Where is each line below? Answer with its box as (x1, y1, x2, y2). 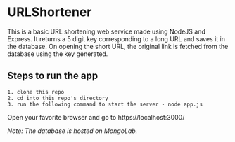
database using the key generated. (7, 50, 108, 58)
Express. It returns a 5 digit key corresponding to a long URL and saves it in (7, 34, 226, 43)
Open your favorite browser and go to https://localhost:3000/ (7, 113, 185, 121)
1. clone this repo (7, 88, 65, 95)
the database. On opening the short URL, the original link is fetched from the (7, 42, 229, 50)
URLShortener (7, 4, 92, 20)
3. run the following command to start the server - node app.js (7, 101, 203, 108)
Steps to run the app (7, 70, 99, 82)
